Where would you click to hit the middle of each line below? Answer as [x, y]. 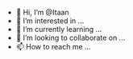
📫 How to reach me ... [53, 47]
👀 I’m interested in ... [50, 21]
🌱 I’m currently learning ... [59, 29]
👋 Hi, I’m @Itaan [43, 12]
